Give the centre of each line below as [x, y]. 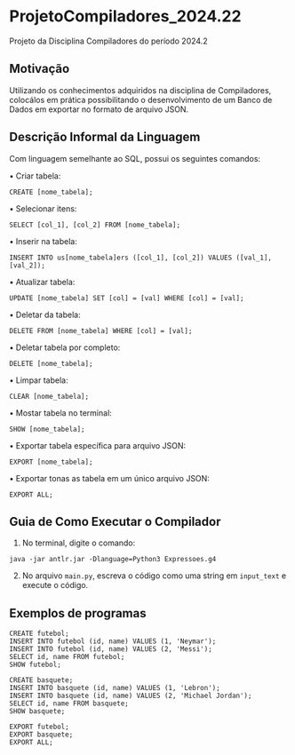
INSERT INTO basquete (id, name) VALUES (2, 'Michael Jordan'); [131, 696]
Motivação [40, 69]
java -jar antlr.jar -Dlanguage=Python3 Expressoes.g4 [113, 560]
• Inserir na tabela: [44, 241]
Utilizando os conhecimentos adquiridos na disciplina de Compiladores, [140, 90]
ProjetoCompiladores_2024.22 [125, 16]
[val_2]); [28, 265]
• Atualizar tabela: [42, 282]
